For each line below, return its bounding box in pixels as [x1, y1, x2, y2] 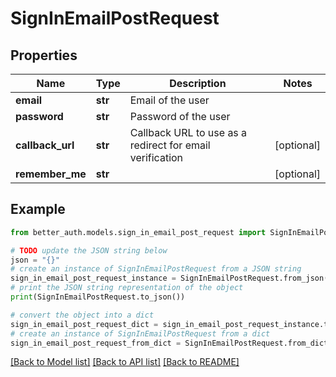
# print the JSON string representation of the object [10, 283, 244, 293]
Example [10, 201, 66, 218]
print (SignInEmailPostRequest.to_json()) [10, 292, 186, 302]
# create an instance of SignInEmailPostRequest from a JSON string [10, 264, 302, 274]
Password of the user [129, 110, 231, 123]
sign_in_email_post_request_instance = [10, 273, 177, 284]
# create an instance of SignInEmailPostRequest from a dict [10, 328, 271, 339]
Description [169, 77, 227, 90]
